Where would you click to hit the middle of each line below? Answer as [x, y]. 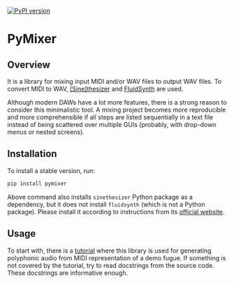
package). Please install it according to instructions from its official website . [116, 211]
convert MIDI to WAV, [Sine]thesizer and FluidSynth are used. [95, 89]
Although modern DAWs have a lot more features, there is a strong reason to [117, 102]
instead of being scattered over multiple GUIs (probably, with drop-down [112, 125]
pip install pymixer [37, 184]
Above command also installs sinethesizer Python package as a [100, 197]
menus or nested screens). [46, 132]
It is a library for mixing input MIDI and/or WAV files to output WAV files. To [115, 81]
